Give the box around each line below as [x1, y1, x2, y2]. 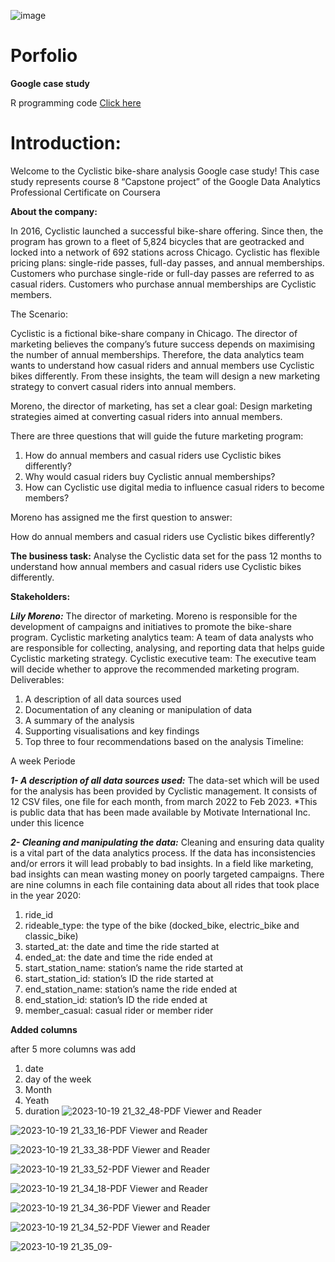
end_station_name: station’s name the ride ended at [24, 983, 238, 995]
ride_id [24, 908, 54, 920]
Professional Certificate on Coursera [10, 186, 161, 198]
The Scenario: [10, 308, 68, 320]
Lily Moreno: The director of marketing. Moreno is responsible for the [10, 610, 298, 622]
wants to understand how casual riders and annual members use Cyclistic [10, 359, 315, 371]
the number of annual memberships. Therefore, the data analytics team [10, 348, 305, 360]
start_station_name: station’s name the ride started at [24, 961, 244, 974]
